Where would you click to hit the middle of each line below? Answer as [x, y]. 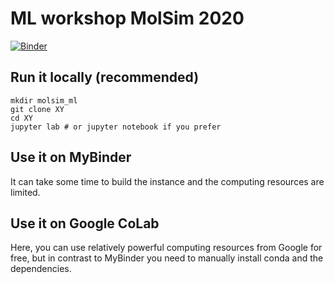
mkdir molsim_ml [44, 100]
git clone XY [37, 109]
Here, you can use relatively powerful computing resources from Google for [166, 248]
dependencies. [41, 269]
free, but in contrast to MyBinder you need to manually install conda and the [167, 258]
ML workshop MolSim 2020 [127, 18]
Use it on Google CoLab [85, 223]
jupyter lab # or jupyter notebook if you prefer [116, 127]
